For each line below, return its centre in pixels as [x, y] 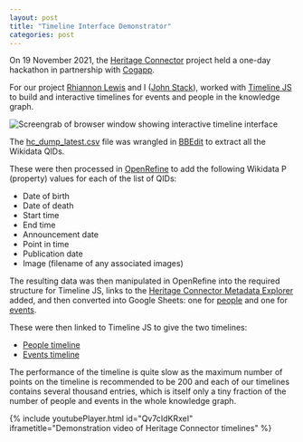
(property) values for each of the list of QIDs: [93, 178]
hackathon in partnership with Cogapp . [82, 70]
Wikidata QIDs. [37, 151]
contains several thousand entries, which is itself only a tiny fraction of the [148, 391]
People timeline [51, 345]
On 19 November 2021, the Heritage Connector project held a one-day [140, 61]
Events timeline [51, 355]
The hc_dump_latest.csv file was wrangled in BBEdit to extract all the [138, 142]
